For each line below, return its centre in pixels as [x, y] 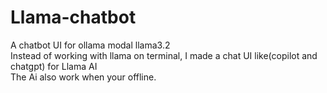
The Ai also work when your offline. [83, 77]
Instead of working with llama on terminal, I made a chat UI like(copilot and [164, 55]
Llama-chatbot [73, 17]
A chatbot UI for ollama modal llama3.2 [90, 45]
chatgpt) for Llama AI [54, 66]
